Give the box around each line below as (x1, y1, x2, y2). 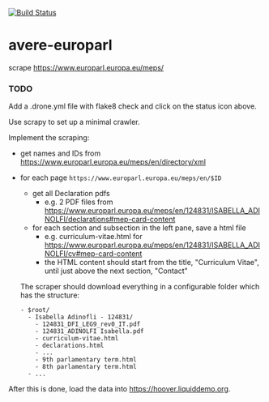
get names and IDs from (19, 148, 101, 158)
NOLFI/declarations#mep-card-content (44, 215, 176, 225)
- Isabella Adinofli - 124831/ (28, 313, 134, 322)
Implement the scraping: (8, 133, 90, 143)
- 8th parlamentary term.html (35, 363, 137, 371)
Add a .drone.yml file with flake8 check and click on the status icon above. (8, 101, 257, 111)
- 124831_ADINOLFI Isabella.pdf (35, 327, 144, 336)
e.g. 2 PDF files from (44, 197, 113, 207)
